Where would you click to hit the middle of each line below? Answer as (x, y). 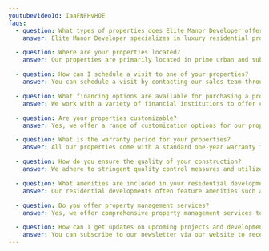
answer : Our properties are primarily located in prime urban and (136, 60)
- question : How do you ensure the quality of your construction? (128, 162)
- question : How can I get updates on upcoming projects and (120, 227)
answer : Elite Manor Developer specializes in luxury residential (136, 38)
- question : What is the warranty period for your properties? (123, 140)
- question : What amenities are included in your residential (121, 183)
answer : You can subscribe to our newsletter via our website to (134, 235)
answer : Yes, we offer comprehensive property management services (137, 213)
